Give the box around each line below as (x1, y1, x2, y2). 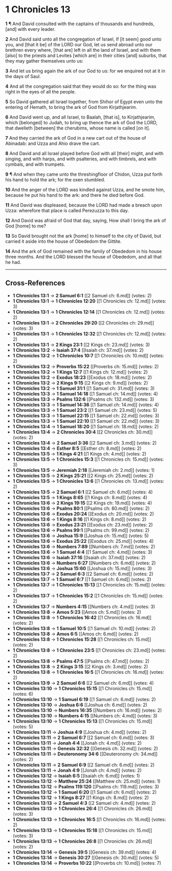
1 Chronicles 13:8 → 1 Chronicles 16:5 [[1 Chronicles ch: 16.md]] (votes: (12, 669, 164, 675)
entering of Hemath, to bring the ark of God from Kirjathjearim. (5, 104, 137, 110)
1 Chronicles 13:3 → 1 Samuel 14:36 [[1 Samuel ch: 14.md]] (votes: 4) (12, 402, 159, 408)
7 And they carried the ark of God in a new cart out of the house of (5, 135, 146, 141)
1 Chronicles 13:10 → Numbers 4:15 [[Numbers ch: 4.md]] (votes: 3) (12, 712, 158, 718)
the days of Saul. (5, 73, 41, 79)
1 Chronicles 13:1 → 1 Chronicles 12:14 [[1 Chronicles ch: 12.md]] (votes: (12, 309, 165, 315)
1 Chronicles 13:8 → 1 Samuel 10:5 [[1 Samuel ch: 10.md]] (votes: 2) (12, 625, 156, 631)
